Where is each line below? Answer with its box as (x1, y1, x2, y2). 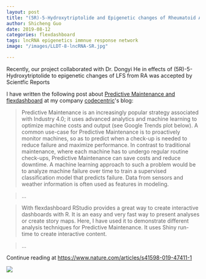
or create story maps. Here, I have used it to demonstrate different (21, 217, 189, 224)
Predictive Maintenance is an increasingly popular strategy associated (21, 109, 199, 116)
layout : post (6, 9, 40, 15)
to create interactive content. (34, 230, 107, 237)
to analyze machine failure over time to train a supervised (21, 167, 167, 175)
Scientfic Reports (6, 78, 50, 86)
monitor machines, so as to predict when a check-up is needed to (21, 134, 188, 142)
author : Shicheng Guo (6, 20, 62, 26)
